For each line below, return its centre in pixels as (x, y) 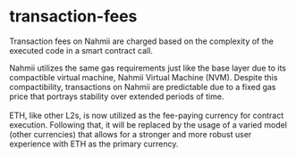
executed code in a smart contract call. (81, 50)
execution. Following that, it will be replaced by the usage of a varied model (148, 125)
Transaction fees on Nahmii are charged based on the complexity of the (142, 41)
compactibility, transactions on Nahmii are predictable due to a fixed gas (143, 87)
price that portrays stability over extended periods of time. (117, 96)
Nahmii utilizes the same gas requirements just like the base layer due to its (148, 68)
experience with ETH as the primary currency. (94, 144)
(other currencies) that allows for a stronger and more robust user (131, 134)
